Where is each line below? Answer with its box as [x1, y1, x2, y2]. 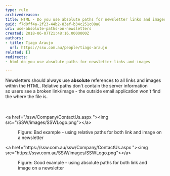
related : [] [5, 50, 30, 55]
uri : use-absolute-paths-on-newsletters [5, 26, 92, 31]
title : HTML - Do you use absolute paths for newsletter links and [5, 17, 151, 22]
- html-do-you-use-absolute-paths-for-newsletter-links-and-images [5, 59, 151, 64]
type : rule [5, 7, 28, 13]
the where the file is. [5, 94, 48, 100]
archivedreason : [5, 12, 39, 17]
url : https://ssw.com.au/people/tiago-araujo [10, 45, 108, 50]
